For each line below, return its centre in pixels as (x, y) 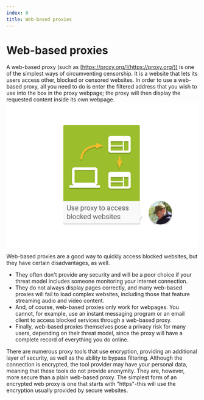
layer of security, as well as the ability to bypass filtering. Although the (94, 358)
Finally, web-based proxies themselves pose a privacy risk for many (100, 326)
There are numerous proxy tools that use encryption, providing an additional (102, 351)
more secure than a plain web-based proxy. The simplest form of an (92, 377)
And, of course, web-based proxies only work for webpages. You (97, 307)
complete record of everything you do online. (72, 340)
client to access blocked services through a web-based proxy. (93, 320)
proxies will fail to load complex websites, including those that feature (102, 294)
